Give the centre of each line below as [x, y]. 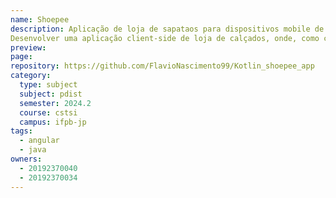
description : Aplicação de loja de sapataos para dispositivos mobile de [167, 29]
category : [31, 76]
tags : [21, 131]
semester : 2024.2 [55, 103]
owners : [26, 159]
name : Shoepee [40, 19]
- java [33, 150]
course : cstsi [48, 112]
